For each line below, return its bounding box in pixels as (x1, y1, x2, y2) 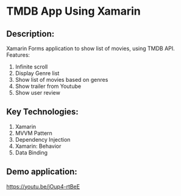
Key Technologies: (6, 107, 79, 117)
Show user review (15, 89, 61, 96)
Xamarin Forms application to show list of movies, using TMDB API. (6, 45, 175, 52)
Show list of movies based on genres (15, 76, 108, 83)
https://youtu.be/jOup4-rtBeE (6, 183, 80, 190)
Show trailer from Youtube (15, 82, 81, 90)
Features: (6, 51, 30, 59)
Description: (6, 29, 55, 39)
